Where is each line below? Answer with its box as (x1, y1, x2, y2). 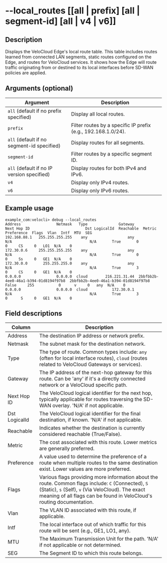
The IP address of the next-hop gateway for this (39, 369, 152, 376)
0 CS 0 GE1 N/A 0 (5, 270, 72, 275)
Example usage (5, 204, 54, 213)
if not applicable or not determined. (39, 542, 122, 549)
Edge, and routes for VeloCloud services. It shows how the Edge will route (5, 59, 157, 65)
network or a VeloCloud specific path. (39, 382, 128, 389)
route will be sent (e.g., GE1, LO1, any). (39, 527, 131, 534)
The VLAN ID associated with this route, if (39, 507, 137, 514)
